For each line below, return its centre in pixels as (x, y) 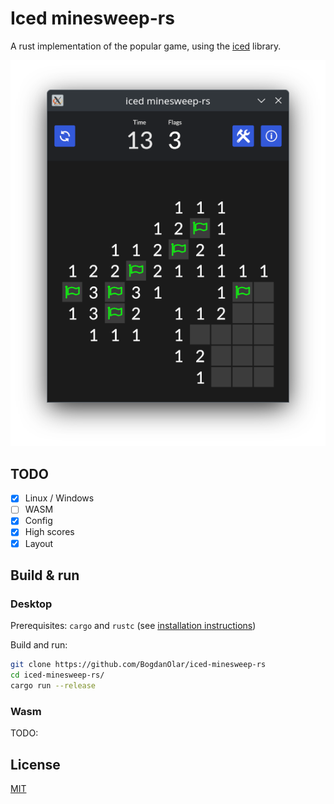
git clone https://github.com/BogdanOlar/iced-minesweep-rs (138, 665)
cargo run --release (53, 686)
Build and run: (39, 645)
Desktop (31, 604)
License (35, 764)
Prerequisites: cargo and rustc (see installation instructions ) (133, 626)
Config (38, 521)
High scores (49, 532)
